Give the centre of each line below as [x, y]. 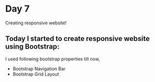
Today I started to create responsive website [77, 39]
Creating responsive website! [36, 23]
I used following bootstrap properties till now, [53, 59]
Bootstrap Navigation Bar [39, 68]
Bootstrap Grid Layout [36, 74]
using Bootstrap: [32, 47]
